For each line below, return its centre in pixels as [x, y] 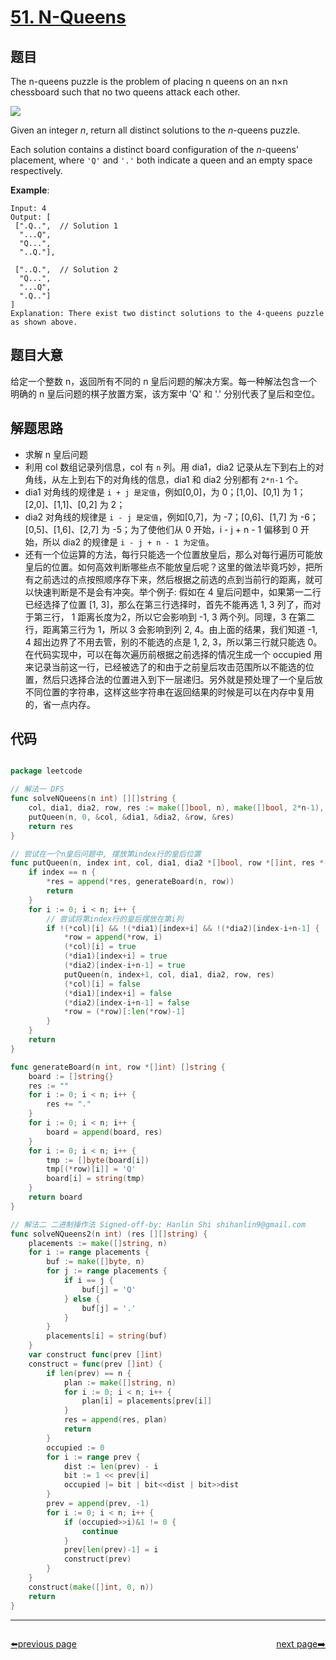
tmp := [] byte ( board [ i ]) [98, 1160]
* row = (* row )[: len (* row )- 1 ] [124, 1012]
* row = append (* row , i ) [113, 937]
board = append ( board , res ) [104, 1132]
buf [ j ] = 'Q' [109, 1289]
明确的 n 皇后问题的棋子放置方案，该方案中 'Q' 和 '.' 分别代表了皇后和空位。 [165, 393]
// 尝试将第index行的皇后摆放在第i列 [115, 919]
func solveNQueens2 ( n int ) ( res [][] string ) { [109, 1234]
